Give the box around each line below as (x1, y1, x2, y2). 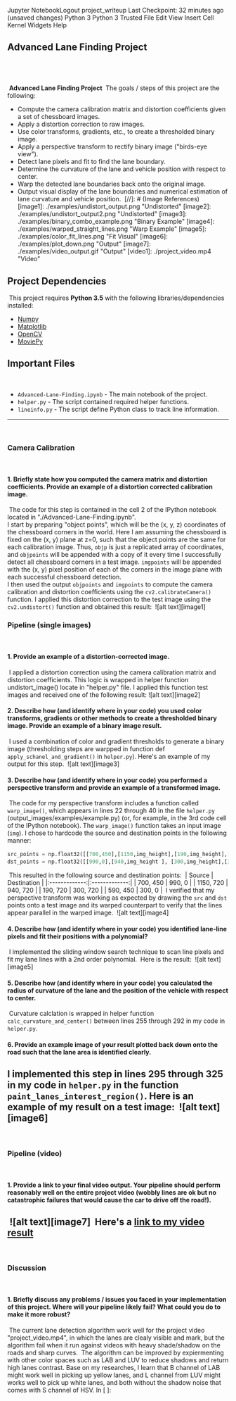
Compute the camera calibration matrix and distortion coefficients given (17, 105, 226, 113)
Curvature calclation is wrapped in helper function (8, 1010, 155, 1018)
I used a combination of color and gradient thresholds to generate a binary (8, 737, 225, 746)
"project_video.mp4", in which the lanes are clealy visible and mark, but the (7, 1333, 225, 1342)
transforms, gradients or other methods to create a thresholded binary (7, 714, 218, 722)
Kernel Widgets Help (7, 21, 67, 29)
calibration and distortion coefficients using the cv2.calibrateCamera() (7, 588, 212, 596)
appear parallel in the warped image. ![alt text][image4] (7, 908, 169, 917)
